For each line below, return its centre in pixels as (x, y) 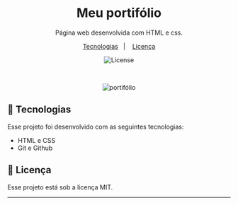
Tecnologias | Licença (119, 46)
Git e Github (35, 148)
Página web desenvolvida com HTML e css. (119, 33)
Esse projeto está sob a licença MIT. (60, 187)
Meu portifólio (119, 13)
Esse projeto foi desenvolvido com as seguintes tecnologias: (96, 127)
